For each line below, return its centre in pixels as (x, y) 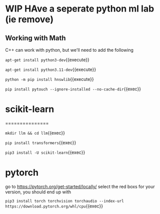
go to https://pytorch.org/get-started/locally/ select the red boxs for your (80, 186)
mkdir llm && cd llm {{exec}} (35, 133)
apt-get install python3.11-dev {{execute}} (51, 69)
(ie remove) (29, 19)
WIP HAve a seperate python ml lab (80, 9)
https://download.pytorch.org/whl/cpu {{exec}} (54, 206)
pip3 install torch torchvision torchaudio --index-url (64, 201)
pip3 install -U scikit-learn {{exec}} (45, 152)
